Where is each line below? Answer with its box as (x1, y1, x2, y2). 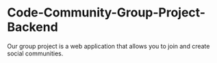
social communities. (7, 49, 64, 58)
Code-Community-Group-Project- (7, 5, 206, 21)
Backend (7, 19, 58, 35)
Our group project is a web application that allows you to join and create (7, 42, 210, 50)
